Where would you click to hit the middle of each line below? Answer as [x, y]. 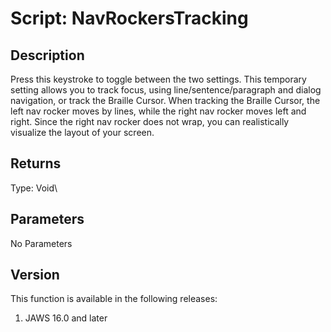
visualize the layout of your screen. [82, 132]
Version [35, 275]
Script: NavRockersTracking [129, 18]
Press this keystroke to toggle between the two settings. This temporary [158, 79]
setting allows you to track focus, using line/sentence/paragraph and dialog [166, 90]
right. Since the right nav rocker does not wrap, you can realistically [150, 121]
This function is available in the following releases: [114, 299]
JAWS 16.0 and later [66, 318]
